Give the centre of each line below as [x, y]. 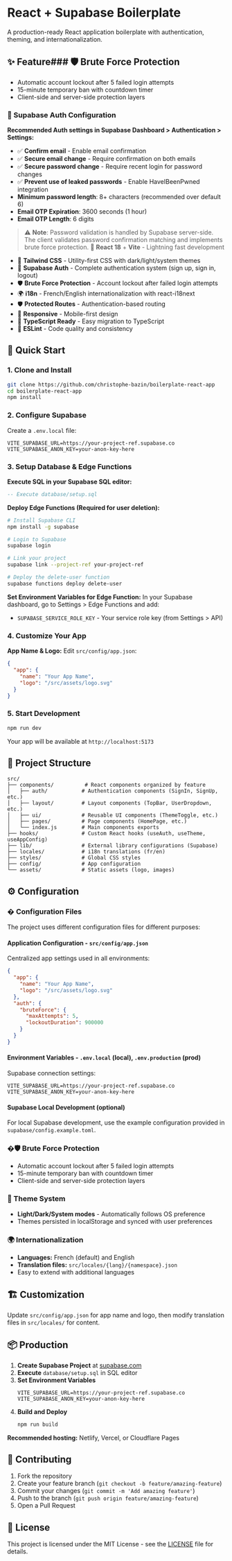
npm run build [37, 1424]
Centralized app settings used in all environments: [79, 958]
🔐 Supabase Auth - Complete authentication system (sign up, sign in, [116, 268]
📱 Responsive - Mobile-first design [68, 314]
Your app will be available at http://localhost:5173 [81, 741]
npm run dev [24, 728]
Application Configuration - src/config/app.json [78, 943]
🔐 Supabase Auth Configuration [62, 114]
